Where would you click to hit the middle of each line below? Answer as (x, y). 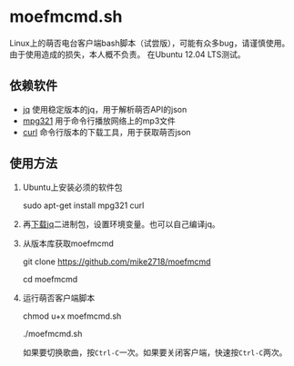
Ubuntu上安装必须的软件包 (72, 187)
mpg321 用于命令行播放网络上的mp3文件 (99, 121)
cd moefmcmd (50, 279)
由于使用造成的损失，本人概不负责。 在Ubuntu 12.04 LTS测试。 (127, 54)
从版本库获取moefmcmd (68, 243)
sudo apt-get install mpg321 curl (83, 205)
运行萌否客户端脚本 (59, 298)
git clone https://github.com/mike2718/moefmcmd (117, 262)
